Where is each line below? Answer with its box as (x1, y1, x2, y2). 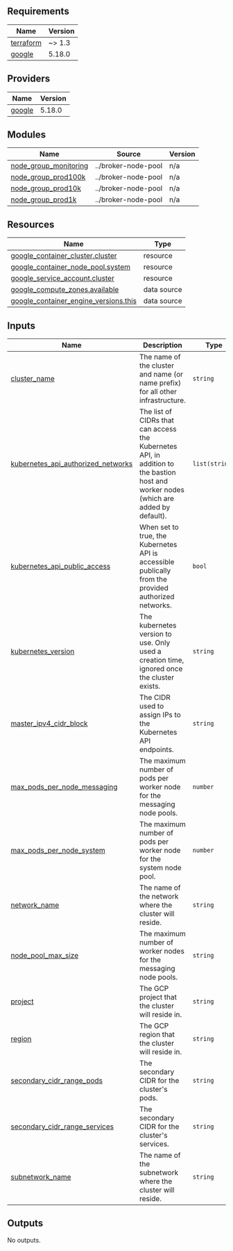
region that (139, 1030, 175, 1040)
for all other (139, 387, 178, 397)
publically (139, 566, 171, 575)
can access (139, 424, 177, 434)
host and (139, 476, 169, 486)
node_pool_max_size (10, 951, 78, 960)
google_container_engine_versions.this (10, 296, 137, 306)
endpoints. (139, 745, 175, 755)
